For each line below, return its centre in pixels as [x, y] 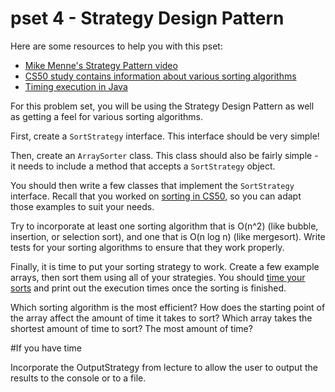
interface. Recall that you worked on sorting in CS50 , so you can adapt [156, 196]
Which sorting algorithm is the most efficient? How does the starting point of [168, 307]
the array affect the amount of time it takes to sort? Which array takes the [161, 318]
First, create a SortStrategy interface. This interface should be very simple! [165, 136]
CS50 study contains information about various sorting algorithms [160, 76]
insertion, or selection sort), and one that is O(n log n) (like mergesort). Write [168, 236]
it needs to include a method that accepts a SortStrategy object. [143, 166]
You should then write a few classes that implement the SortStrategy [152, 185]
